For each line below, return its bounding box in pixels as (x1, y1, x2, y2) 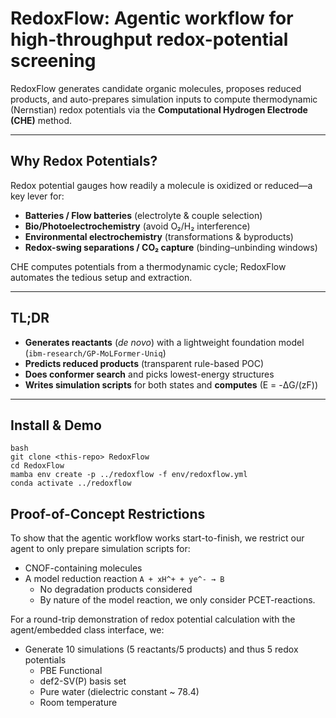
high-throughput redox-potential (10, 28, 289, 51)
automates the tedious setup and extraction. (10, 271, 193, 283)
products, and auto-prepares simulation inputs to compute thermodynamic (10, 93, 318, 105)
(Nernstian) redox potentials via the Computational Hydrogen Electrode (10, 103, 308, 116)
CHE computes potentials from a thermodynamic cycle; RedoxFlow (10, 260, 287, 272)
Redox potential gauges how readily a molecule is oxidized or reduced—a (10, 179, 313, 191)
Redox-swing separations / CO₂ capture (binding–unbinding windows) (24, 241, 318, 253)
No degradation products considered (39, 583, 193, 596)
